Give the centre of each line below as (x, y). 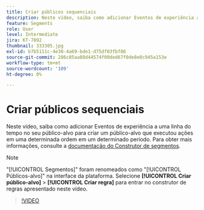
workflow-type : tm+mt (34, 63)
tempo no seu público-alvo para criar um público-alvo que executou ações (100, 133)
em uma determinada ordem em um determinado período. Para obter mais (99, 139)
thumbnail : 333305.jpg (35, 46)
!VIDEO (30, 201)
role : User (20, 29)
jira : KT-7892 (24, 40)
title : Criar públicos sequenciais (51, 12)
